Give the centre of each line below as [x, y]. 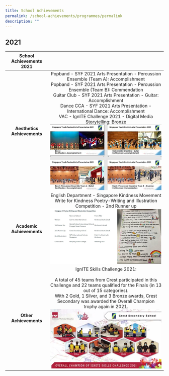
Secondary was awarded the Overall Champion [106, 301]
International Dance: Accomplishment [106, 111]
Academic [27, 226]
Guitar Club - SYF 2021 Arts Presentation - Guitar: [106, 95]
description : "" [22, 21]
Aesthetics [27, 128]
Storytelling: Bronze [106, 122]
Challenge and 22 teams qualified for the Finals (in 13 [106, 285]
